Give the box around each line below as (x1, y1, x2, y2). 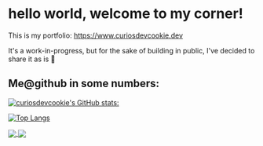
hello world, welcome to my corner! (8, 5, 243, 23)
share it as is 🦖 (8, 54, 56, 64)
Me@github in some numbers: (8, 77, 159, 90)
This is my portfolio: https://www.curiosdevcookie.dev (8, 31, 183, 40)
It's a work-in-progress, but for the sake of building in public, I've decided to (8, 46, 255, 55)
